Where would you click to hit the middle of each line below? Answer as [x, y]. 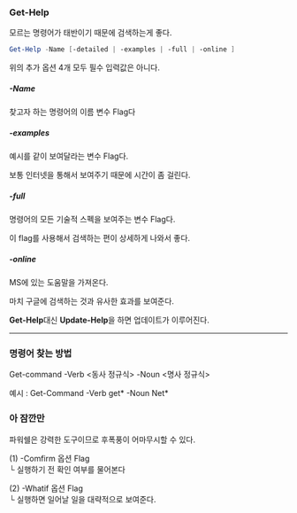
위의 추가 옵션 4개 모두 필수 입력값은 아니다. [85, 67]
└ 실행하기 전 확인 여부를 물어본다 [67, 469]
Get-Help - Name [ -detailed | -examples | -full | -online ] [122, 50]
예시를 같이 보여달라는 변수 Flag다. [69, 156]
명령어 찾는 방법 [41, 354]
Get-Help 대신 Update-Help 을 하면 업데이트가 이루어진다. [110, 320]
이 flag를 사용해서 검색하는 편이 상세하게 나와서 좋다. [100, 238]
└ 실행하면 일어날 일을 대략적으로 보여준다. [83, 499]
